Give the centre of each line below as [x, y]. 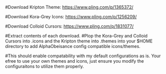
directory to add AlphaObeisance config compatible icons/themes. [73, 46]
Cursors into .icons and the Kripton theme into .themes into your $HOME [79, 41]
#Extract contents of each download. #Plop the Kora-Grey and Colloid [76, 36]
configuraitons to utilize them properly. [44, 66]
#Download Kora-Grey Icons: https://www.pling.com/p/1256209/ [71, 17]
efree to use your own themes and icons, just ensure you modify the [75, 61]
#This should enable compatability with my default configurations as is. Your [83, 56]
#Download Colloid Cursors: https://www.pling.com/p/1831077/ [69, 26]
